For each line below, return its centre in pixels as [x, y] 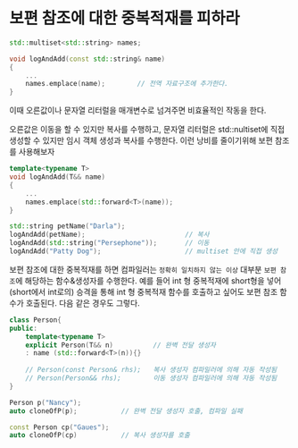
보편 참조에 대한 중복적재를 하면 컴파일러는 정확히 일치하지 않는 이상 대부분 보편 [143, 269]
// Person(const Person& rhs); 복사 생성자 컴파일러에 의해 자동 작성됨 [151, 370]
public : [24, 328]
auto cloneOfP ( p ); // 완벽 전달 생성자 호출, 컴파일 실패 [126, 411]
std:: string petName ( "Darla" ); [67, 226]
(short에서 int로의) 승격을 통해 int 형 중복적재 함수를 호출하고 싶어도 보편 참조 [144, 292]
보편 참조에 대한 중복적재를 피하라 [124, 18]
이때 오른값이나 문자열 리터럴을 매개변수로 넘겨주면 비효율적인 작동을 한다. [138, 110]
